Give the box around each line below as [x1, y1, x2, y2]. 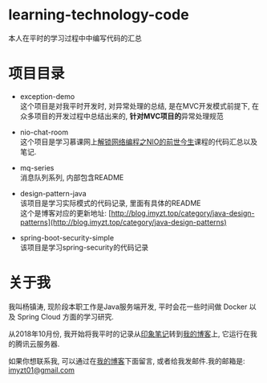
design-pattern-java [19, 188, 87, 198]
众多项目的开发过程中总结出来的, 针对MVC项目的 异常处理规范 [19, 111, 225, 121]
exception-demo [19, 91, 75, 101]
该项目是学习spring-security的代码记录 [19, 242, 149, 252]
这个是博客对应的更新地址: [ [19, 208, 111, 218]
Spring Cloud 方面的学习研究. [17, 311, 114, 321]
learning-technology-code [8, 6, 190, 24]
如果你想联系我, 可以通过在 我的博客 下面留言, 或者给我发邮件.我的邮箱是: [8, 356, 246, 365]
